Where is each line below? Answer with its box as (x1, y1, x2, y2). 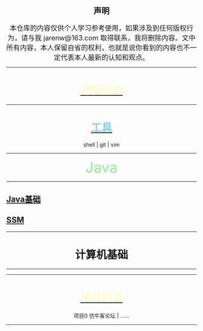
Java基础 (6, 194, 41, 204)
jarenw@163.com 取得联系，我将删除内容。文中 (43, 33, 196, 42)
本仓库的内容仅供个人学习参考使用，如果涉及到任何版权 (10, 24, 187, 33)
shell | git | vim (83, 141, 120, 148)
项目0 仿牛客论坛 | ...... (73, 312, 130, 319)
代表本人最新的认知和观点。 (60, 53, 149, 61)
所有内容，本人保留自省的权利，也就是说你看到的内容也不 (6, 43, 190, 52)
